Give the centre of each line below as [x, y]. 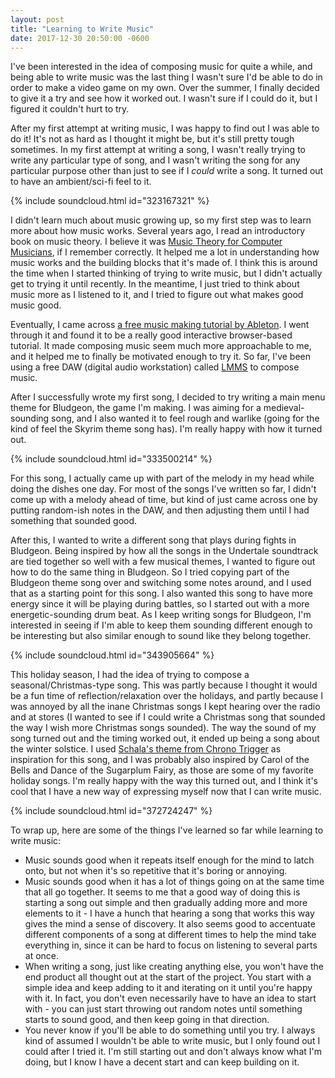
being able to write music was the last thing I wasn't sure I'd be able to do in [166, 77]
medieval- [284, 408]
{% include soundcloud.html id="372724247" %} [111, 811]
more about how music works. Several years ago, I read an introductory [158, 231]
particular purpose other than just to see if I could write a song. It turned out [167, 171]
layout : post [37, 19]
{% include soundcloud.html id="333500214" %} [111, 459]
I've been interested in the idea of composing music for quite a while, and [161, 67]
